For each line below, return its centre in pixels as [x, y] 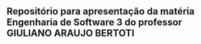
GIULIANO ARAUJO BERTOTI [71, 33]
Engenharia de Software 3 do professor [95, 23]
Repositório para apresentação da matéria [100, 12]
